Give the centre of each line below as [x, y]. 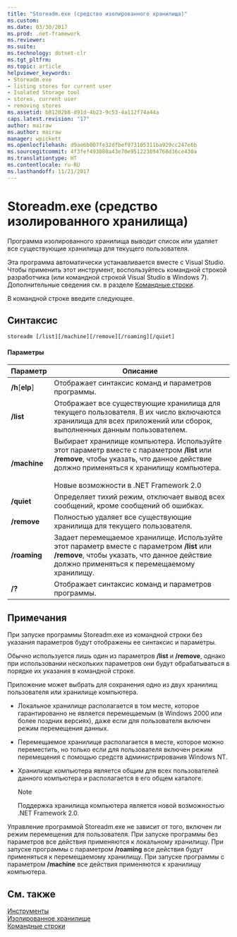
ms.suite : [22, 47]
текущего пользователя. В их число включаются [138, 412]
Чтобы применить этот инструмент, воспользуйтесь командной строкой [117, 270]
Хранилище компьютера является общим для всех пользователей [118, 771]
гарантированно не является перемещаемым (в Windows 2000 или [120, 713]
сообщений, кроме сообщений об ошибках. [129, 506]
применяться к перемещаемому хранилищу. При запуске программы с [116, 857]
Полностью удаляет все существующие [123, 517]
